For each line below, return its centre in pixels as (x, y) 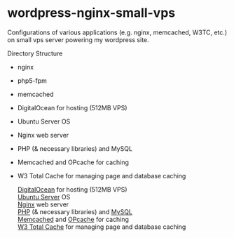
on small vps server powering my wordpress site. (78, 39)
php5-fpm (32, 80)
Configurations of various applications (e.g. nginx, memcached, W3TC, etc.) (117, 32)
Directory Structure (35, 53)
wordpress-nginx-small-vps (91, 13)
